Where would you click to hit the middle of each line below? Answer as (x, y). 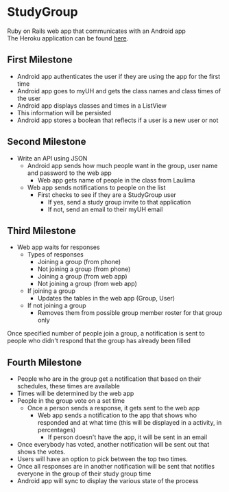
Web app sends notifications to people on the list (96, 187)
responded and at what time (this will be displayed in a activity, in (130, 423)
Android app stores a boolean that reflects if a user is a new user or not (118, 120)
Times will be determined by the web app (75, 394)
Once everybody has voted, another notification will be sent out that (113, 445)
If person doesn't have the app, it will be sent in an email (128, 437)
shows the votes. (41, 452)
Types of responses (55, 255)
